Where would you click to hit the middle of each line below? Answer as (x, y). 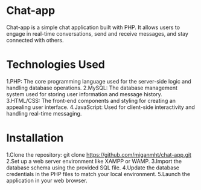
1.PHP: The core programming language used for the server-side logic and (99, 81)
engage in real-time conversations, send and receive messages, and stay (97, 33)
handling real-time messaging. (44, 113)
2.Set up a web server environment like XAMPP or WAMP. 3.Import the (94, 161)
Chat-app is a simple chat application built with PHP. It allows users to (93, 27)
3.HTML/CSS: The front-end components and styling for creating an (91, 100)
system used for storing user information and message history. (85, 94)
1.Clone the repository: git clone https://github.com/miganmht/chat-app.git (99, 154)
